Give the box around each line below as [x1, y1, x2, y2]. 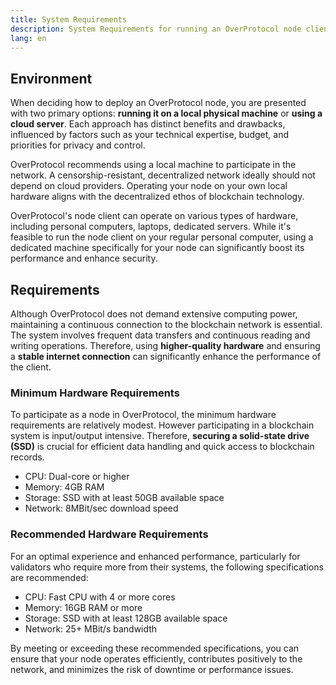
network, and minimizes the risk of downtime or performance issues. [10, 663, 294, 675]
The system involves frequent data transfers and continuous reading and [10, 329, 311, 341]
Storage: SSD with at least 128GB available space [24, 612, 228, 624]
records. [10, 451, 45, 463]
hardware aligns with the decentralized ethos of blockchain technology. [10, 191, 305, 203]
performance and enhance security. [10, 252, 158, 265]
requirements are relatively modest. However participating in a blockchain [10, 419, 315, 431]
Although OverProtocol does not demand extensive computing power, [10, 308, 298, 320]
